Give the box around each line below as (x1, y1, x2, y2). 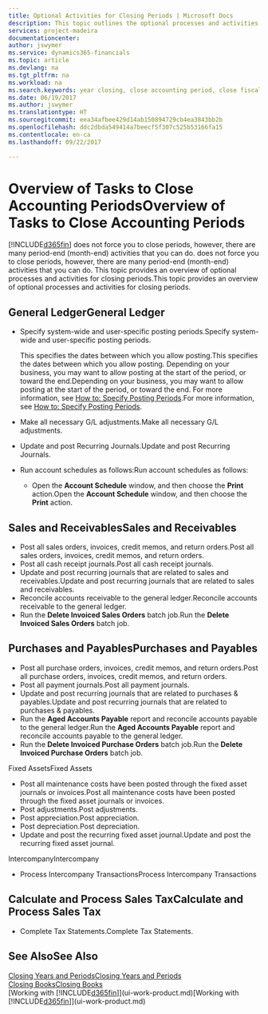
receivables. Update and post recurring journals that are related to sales (19, 577, 254, 586)
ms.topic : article (8, 57, 69, 65)
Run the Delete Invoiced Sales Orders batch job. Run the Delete (19, 610, 230, 620)
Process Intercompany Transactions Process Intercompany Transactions (19, 869, 257, 879)
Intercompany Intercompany (8, 853, 100, 864)
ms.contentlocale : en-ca (8, 130, 91, 138)
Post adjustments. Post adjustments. (19, 804, 138, 814)
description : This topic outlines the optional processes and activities (8, 19, 259, 27)
